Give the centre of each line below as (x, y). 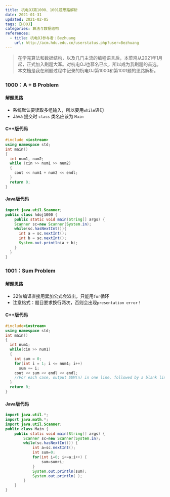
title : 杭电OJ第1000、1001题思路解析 (41, 10)
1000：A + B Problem (32, 85)
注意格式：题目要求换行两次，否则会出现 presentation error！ (77, 302)
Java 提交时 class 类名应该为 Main (48, 116)
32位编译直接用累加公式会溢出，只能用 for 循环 (61, 296)
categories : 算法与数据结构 (32, 29)
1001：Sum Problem (30, 271)
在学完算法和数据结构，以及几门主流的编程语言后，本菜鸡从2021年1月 (90, 58)
